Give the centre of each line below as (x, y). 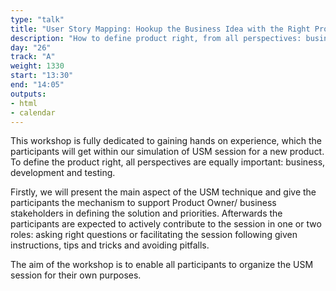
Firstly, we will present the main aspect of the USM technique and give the (163, 192)
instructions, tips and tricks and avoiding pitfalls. (110, 245)
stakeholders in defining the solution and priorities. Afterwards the (146, 213)
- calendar (33, 112)
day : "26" (31, 47)
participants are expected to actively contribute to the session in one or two (166, 224)
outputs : (28, 94)
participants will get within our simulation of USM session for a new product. (167, 152)
